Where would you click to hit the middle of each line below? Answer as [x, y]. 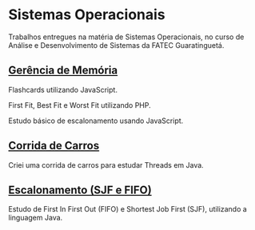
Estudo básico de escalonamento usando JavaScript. [96, 121]
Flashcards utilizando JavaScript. [63, 89]
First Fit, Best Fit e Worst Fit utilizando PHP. [80, 105]
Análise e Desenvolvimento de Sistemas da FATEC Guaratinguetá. [116, 45]
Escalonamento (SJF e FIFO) [80, 190]
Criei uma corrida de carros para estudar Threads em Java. [106, 165]
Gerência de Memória [63, 71]
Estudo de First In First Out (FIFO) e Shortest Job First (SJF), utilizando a [128, 209]
